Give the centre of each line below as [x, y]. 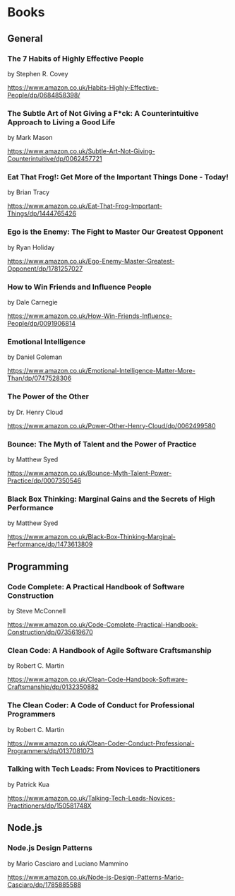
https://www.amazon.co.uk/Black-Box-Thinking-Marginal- [92, 537]
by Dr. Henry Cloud [35, 412]
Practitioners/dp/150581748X [49, 806]
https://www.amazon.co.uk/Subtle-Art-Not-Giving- [81, 151]
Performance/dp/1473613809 [50, 544]
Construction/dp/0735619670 [50, 632]
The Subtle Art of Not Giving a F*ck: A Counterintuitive [103, 113]
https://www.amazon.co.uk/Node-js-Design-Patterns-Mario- [96, 877]
